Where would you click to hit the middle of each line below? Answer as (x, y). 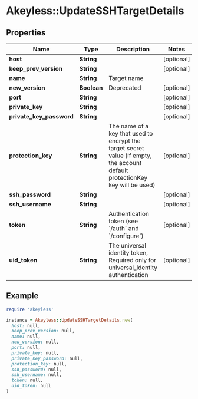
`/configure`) (126, 236)
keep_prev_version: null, (43, 331)
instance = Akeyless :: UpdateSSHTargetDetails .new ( (70, 320)
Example (22, 296)
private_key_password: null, (47, 358)
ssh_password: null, (37, 370)
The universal (127, 245)
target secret (126, 148)
